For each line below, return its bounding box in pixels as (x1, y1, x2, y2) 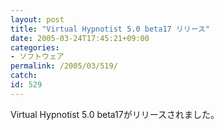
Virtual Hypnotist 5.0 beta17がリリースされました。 (10, 108, 220, 120)
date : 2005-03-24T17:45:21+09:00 (10, 33, 150, 43)
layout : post (10, 14, 65, 25)
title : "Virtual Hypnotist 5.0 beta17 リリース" (10, 24, 211, 34)
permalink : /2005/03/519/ (10, 61, 118, 71)
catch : (10, 71, 38, 81)
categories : (10, 42, 60, 53)
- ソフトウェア (10, 52, 65, 62)
